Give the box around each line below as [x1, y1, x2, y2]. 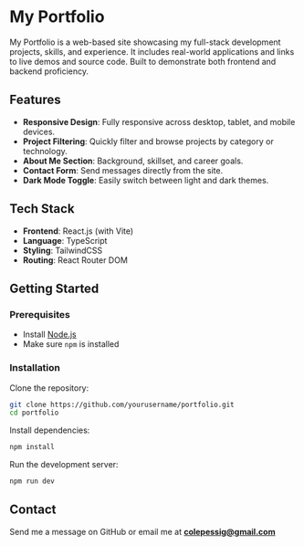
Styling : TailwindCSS [22, 245, 103, 256]
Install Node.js [22, 329, 77, 340]
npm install [9, 443, 55, 452]
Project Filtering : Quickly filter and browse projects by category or [22, 135, 274, 147]
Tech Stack [9, 201, 75, 216]
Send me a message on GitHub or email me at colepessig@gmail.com [9, 526, 276, 537]
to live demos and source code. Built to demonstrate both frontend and [9, 56, 277, 67]
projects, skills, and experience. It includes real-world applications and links [9, 46, 295, 57]
